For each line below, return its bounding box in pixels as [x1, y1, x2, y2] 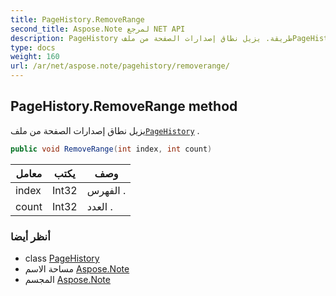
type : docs [10, 42, 56, 53]
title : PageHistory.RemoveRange [10, 14, 145, 25]
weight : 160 [10, 52, 60, 62]
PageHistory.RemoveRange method [10, 98, 238, 115]
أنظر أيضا [10, 229, 51, 243]
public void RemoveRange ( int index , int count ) [10, 144, 213, 154]
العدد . [86, 199, 113, 213]
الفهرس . [86, 183, 127, 197]
